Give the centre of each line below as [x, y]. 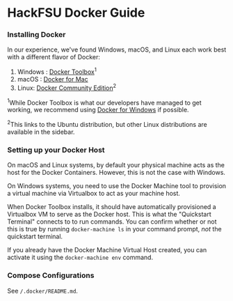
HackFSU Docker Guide [76, 13]
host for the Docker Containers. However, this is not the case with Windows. [116, 173]
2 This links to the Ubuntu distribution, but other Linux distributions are [107, 124]
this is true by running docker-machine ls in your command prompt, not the [114, 229]
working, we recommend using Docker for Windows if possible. [98, 110]
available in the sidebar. [41, 132]
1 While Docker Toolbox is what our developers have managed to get [104, 102]
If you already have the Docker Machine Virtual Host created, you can [107, 250]
